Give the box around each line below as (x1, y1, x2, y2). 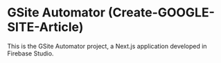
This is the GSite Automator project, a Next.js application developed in (7, 42, 207, 50)
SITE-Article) (7, 19, 84, 35)
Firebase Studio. (7, 49, 54, 58)
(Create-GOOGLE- (107, 5, 215, 21)
